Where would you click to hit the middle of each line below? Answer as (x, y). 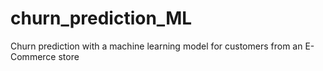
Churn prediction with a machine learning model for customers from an (156, 46)
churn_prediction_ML (101, 18)
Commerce (33, 56)
